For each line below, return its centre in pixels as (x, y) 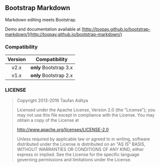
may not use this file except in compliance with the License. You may (86, 115)
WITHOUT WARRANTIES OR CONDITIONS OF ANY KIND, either (80, 150)
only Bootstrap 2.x (52, 76)
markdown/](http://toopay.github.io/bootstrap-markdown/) (64, 34)
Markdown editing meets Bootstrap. (41, 19)
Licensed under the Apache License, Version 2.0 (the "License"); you (86, 110)
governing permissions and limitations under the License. (74, 160)
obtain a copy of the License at (48, 120)
